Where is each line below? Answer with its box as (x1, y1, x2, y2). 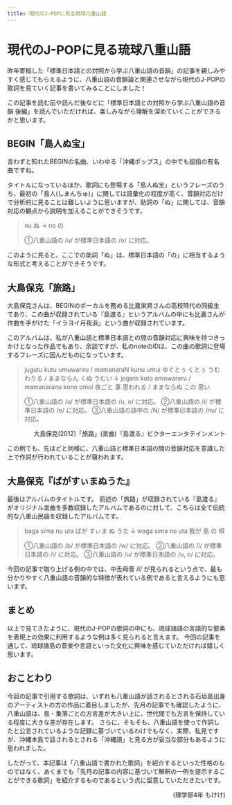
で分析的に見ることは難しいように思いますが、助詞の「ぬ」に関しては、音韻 (7, 198, 225, 206)
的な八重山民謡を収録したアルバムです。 (7, 512, 123, 520)
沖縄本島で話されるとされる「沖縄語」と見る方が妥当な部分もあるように (19, 735, 226, 743)
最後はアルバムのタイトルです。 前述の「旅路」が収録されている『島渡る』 (7, 495, 220, 503)
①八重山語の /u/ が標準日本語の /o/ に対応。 (24, 236, 153, 244)
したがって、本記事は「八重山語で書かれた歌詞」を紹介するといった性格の (7, 759, 220, 767)
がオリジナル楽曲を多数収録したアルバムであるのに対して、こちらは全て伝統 (7, 503, 225, 512)
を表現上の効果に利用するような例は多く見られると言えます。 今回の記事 (7, 633, 215, 641)
